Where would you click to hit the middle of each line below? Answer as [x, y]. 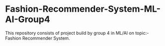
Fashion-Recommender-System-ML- [83, 9]
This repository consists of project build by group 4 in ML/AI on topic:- [77, 33]
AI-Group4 [28, 19]
